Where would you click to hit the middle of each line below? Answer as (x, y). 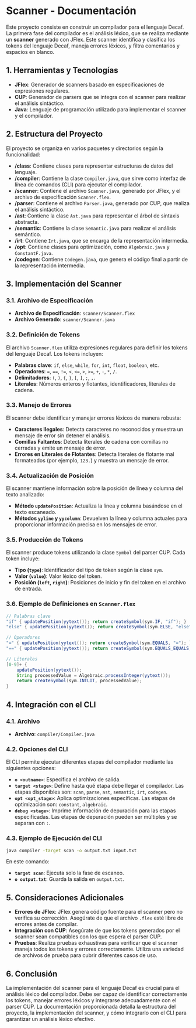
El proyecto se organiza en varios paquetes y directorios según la (85, 148)
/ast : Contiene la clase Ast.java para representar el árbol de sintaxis (97, 216)
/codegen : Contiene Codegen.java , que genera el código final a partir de (101, 259)
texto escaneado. (35, 512)
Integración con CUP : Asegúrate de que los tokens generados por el (97, 931)
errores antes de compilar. (46, 924)
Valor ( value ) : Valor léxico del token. (58, 576)
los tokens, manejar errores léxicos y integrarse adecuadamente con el (91, 1000)
